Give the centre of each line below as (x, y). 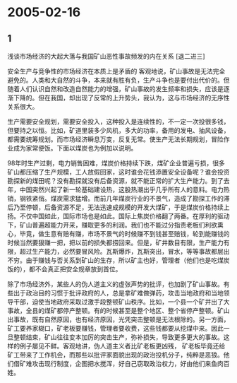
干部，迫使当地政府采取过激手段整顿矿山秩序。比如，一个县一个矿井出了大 (121, 302)
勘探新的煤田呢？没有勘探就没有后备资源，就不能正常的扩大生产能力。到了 (115, 181)
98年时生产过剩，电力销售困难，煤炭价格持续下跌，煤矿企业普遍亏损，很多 (116, 163)
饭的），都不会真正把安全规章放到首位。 (65, 269)
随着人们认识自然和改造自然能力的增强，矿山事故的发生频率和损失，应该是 (115, 89)
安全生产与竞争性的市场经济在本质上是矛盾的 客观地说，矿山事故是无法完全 (116, 71)
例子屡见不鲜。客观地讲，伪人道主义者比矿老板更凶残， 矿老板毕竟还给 (122, 346)
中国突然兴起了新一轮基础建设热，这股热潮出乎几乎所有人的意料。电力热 (124, 189)
